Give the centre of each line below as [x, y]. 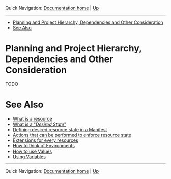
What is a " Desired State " [39, 124]
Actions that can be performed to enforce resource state [72, 135]
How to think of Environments [44, 145]
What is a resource [32, 118]
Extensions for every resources [45, 140]
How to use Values [32, 151]
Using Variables [29, 156]
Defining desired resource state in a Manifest [60, 129]
